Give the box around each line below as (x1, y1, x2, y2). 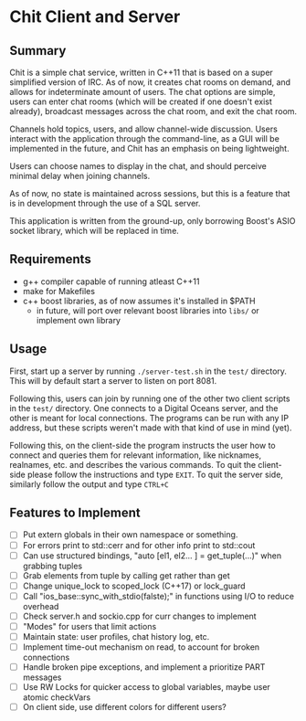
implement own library (36, 314, 121, 325)
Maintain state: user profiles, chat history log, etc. (22, 631, 210, 641)
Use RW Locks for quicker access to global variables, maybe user (22, 682, 271, 693)
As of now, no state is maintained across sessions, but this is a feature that (9, 188, 290, 198)
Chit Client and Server (9, 6, 181, 27)
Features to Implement (9, 505, 141, 521)
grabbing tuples (22, 560, 83, 571)
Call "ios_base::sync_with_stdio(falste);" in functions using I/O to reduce (22, 590, 295, 601)
